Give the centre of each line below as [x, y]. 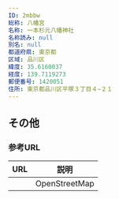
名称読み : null [31, 38]
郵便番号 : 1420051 [36, 81]
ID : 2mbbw [24, 15]
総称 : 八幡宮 [26, 23]
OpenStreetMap [65, 184]
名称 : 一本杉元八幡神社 [41, 30]
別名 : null [25, 45]
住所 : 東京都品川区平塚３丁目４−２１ [60, 89]
